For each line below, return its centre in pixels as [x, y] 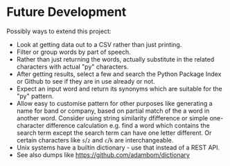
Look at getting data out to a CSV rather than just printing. [99, 44]
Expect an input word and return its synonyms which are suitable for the [119, 89]
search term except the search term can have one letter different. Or [114, 133]
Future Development [67, 12]
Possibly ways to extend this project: [59, 31]
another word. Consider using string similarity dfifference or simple [112, 118]
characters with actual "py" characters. [72, 66]
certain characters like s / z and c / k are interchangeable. [95, 140]
